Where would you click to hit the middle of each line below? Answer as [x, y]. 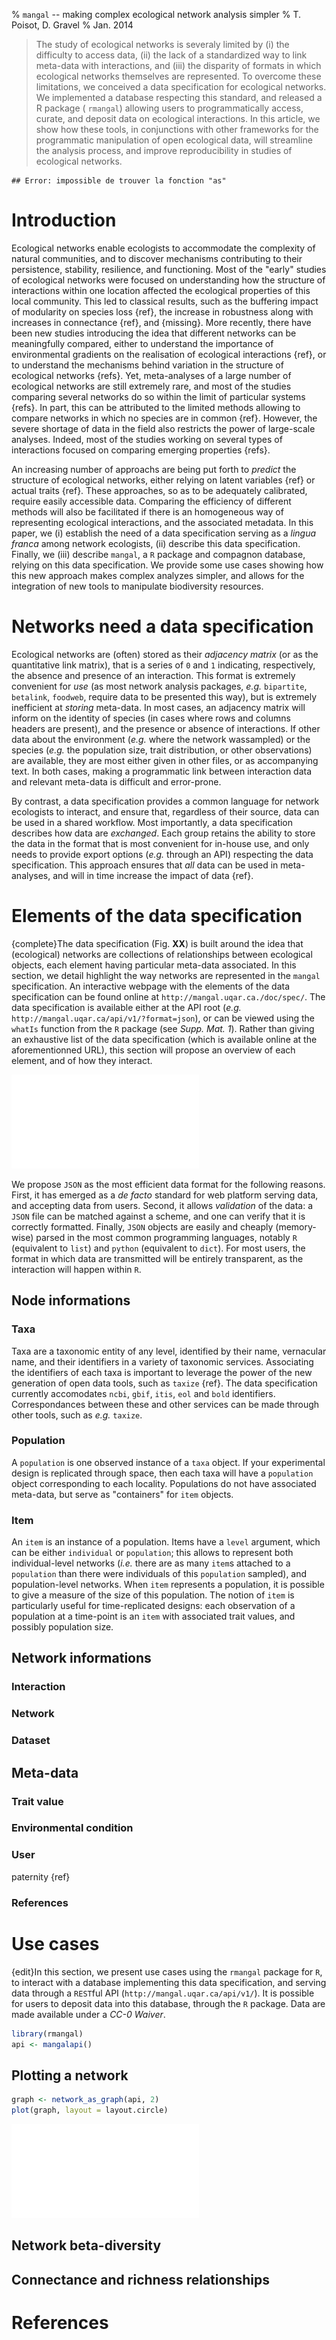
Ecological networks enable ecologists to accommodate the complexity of [163, 248]
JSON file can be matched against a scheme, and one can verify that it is [158, 1216]
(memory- [296, 1226]
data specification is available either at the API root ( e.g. [126, 1007]
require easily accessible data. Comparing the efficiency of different [151, 501]
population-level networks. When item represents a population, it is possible [168, 1585]
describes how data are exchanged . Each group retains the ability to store [163, 833]
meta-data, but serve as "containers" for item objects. [122, 1494]
